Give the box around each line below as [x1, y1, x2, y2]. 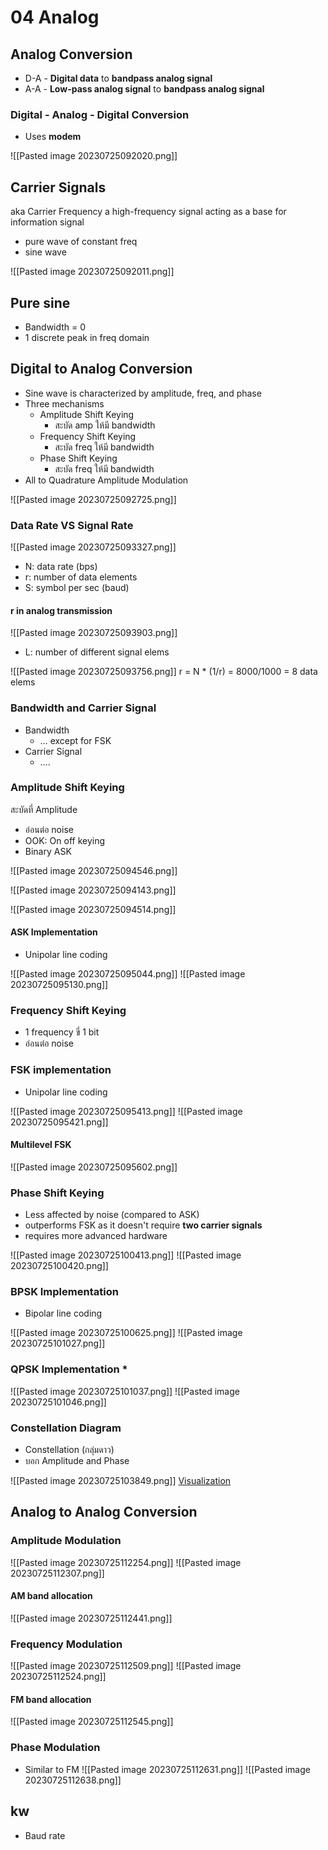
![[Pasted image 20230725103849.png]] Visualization [10, 1475, 232, 1487]
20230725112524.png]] [10, 1671, 107, 1683]
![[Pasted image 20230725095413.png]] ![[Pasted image [10, 1105, 243, 1117]
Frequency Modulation [10, 1637, 123, 1651]
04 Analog [10, 6, 100, 29]
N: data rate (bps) [24, 561, 98, 573]
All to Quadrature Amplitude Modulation [24, 474, 189, 486]
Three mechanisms [24, 397, 105, 410]
